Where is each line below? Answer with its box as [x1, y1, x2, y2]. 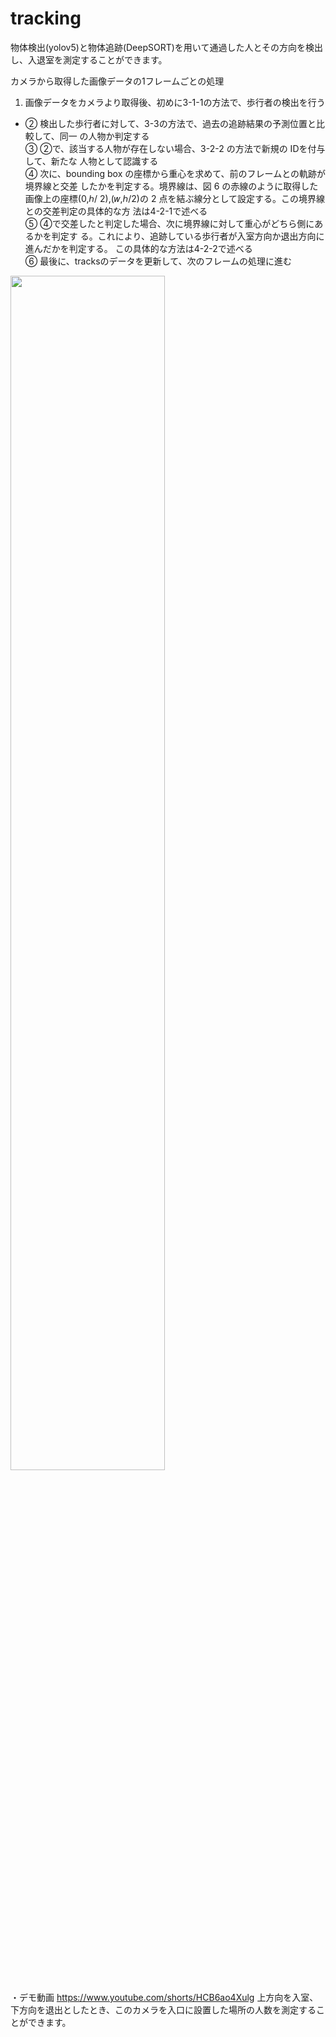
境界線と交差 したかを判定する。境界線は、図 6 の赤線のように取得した [24, 180, 319, 192]
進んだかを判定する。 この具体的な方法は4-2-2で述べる [24, 242, 253, 254]
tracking [10, 7, 82, 30]
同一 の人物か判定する [59, 130, 150, 142]
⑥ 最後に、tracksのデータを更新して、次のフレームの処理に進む [24, 255, 293, 267]
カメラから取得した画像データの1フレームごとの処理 [10, 75, 225, 87]
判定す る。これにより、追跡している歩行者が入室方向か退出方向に [51, 230, 325, 242]
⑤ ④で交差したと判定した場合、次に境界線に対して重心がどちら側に [24, 217, 315, 229]
